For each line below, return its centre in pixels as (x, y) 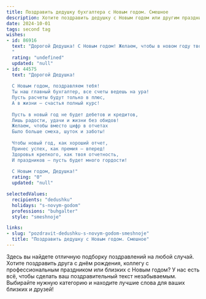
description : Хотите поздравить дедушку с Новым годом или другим (93, 18)
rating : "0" (27, 177)
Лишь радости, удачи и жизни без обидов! (66, 120)
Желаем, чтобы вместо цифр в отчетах (60, 126)
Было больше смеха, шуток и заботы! (59, 132)
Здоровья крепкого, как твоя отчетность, (66, 154)
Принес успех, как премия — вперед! (59, 149)
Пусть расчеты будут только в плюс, (59, 97)
